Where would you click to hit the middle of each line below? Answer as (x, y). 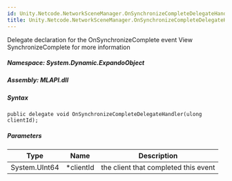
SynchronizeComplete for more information (69, 47)
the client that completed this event (158, 168)
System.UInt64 (35, 168)
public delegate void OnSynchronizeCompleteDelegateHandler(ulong (105, 115)
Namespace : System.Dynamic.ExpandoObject (76, 63)
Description (158, 156)
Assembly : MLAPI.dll (38, 80)
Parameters (25, 135)
